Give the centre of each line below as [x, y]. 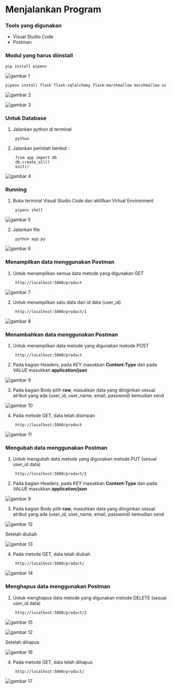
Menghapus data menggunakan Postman [58, 587]
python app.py [30, 239]
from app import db [36, 158]
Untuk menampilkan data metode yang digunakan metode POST [81, 345]
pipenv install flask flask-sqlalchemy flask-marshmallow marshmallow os [86, 85]
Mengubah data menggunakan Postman [56, 448]
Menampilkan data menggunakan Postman [60, 262]
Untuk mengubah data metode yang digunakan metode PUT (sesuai [85, 459]
